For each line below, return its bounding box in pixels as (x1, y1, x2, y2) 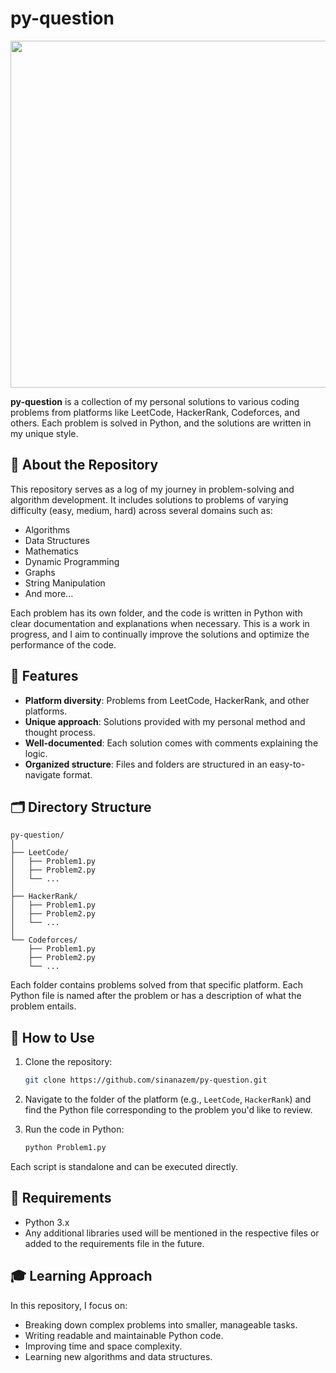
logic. (24, 747, 48, 759)
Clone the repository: (24, 1056, 113, 1068)
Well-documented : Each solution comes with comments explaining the (24, 737, 319, 749)
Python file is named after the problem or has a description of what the (10, 990, 302, 1002)
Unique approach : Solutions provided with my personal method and (24, 715, 306, 727)
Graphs (24, 566, 56, 578)
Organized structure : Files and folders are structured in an (24, 758, 268, 770)
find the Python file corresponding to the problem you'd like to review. (24, 1104, 313, 1116)
